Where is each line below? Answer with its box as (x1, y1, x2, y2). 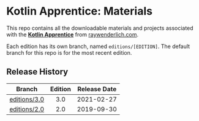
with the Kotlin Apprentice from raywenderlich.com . (6, 30, 139, 38)
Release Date (77, 85, 117, 93)
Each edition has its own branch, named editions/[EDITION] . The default (6, 43, 190, 50)
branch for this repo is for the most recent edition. (6, 49, 132, 56)
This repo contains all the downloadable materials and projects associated (6, 24, 194, 32)
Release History (6, 67, 69, 77)
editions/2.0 (9, 105, 45, 113)
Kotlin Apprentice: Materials (6, 4, 153, 18)
